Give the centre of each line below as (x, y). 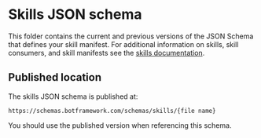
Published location (55, 77)
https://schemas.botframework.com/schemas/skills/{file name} (112, 111)
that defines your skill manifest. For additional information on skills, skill (123, 44)
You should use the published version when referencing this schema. (120, 125)
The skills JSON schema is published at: (73, 96)
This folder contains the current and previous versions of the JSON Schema (131, 36)
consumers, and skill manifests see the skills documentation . (107, 53)
